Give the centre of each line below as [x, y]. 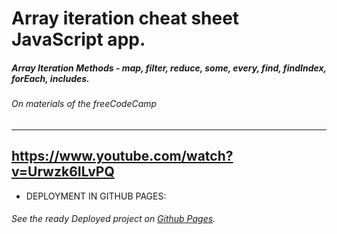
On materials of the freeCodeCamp [84, 104]
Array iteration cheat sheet [125, 18]
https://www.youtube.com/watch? [122, 156]
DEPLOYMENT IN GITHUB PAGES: [96, 196]
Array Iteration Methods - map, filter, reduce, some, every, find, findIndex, [169, 68]
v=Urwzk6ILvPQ [63, 172]
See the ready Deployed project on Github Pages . [113, 219]
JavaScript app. [78, 39]
